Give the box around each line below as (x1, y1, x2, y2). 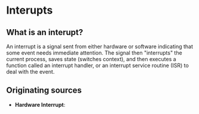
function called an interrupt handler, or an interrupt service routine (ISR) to (6, 62, 189, 69)
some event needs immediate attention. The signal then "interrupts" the (6, 49, 182, 56)
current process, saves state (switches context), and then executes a (6, 56, 176, 62)
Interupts (6, 4, 53, 17)
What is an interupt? (6, 27, 84, 37)
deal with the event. (6, 68, 55, 75)
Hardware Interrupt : (14, 101, 66, 108)
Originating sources (6, 85, 82, 96)
